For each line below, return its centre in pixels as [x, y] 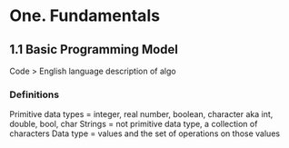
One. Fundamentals [85, 16]
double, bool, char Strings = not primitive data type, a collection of [134, 124]
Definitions [35, 94]
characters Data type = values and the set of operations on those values [144, 133]
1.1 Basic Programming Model [94, 49]
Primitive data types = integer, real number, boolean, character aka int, [141, 114]
